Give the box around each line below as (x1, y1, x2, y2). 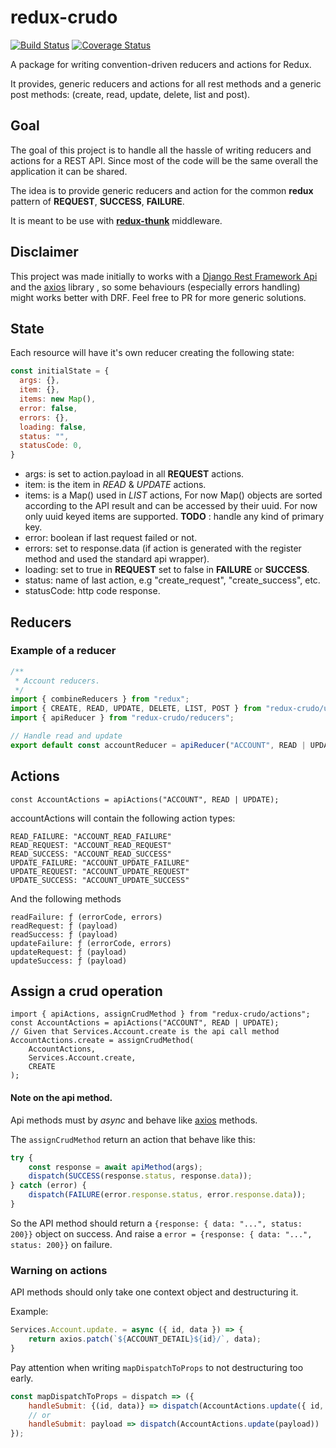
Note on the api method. (10, 1092, 113, 1104)
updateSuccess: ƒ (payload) (10, 956, 128, 966)
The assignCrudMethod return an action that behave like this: (10, 1133, 256, 1145)
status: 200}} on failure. (10, 1238, 113, 1250)
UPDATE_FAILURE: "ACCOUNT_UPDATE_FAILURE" (10, 857, 190, 868)
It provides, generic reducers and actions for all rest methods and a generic (10, 77, 322, 90)
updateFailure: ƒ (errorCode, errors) (10, 938, 172, 948)
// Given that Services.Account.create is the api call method (10, 1027, 280, 1037)
